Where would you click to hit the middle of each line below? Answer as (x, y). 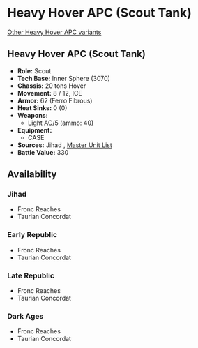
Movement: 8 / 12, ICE (49, 93)
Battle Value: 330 (43, 152)
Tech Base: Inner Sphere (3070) (63, 78)
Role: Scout (34, 70)
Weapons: (32, 115)
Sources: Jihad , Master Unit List (65, 145)
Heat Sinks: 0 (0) (42, 108)
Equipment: (35, 130)
